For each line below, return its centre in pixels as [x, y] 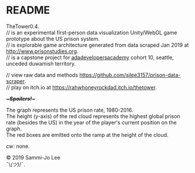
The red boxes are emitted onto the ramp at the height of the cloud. [87, 134]
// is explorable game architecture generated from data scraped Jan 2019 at [97, 45]
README [28, 10]
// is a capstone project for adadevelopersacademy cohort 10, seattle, [90, 57]
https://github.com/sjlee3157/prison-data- [130, 75]
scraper [15, 81]
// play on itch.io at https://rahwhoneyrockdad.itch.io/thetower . [81, 87]
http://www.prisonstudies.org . [42, 51]
